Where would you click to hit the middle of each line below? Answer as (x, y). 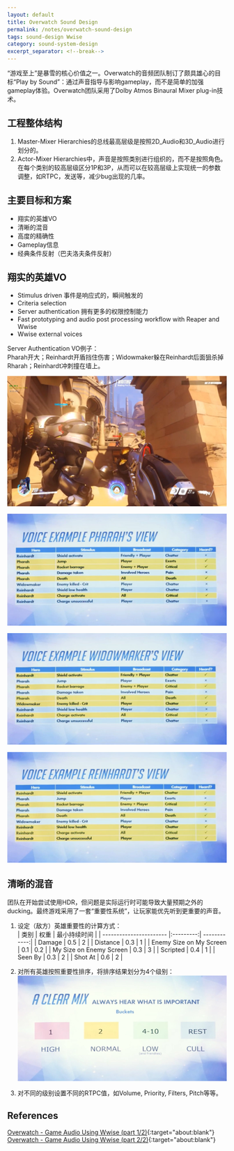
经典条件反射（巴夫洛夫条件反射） (66, 253)
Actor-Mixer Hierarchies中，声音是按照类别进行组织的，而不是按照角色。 (122, 159)
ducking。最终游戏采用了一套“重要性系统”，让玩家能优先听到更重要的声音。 (116, 910)
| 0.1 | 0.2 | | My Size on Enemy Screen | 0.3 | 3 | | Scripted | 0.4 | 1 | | (116, 950)
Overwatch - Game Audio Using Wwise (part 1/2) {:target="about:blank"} (111, 1132)
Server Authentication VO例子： (53, 349)
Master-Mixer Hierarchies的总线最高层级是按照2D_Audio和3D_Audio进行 (121, 141)
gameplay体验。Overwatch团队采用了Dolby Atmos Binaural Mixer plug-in (112, 90)
